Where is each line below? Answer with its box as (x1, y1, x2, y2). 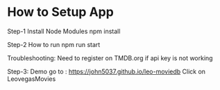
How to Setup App (7, 4, 115, 20)
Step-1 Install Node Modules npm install (7, 27, 121, 35)
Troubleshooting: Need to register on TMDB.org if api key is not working (7, 53, 213, 62)
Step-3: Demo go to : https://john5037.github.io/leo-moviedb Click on (7, 67, 206, 75)
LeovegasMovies (7, 74, 56, 83)
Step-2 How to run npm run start (7, 40, 101, 48)
